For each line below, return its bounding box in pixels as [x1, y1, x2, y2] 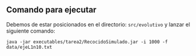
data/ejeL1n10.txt [6, 44, 52, 50]
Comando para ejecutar [6, 5, 97, 15]
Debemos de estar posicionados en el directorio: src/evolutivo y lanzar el [6, 20, 191, 28]
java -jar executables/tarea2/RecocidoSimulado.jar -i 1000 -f [6, 39, 168, 45]
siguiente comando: [6, 27, 55, 34]
